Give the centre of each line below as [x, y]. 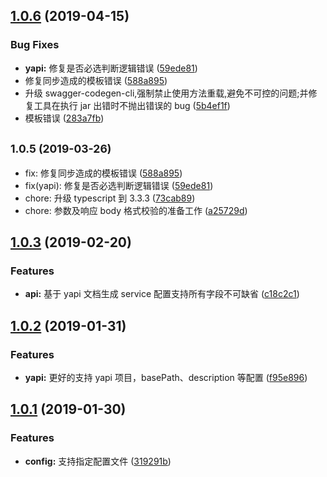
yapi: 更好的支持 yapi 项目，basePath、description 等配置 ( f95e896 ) [166, 377]
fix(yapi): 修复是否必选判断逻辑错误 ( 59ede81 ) [119, 185]
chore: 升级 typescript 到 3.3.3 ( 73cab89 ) [110, 198]
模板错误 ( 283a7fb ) [64, 118]
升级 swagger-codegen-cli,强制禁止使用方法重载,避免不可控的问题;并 [166, 93]
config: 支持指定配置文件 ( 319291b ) [98, 461]
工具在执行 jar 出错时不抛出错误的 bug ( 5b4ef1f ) [132, 105]
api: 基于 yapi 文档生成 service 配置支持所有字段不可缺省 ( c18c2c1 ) [162, 294]
